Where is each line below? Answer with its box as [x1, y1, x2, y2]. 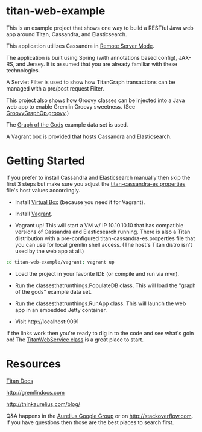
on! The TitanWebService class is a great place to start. [6, 336, 144, 343]
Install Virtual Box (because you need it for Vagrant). [14, 198, 145, 206]
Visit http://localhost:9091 [14, 318, 80, 325]
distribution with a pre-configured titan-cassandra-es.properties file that [14, 234, 195, 242]
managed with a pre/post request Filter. [6, 84, 104, 92]
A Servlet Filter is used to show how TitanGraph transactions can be [6, 78, 175, 86]
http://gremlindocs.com [6, 389, 65, 396]
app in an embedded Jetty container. [14, 306, 107, 313]
